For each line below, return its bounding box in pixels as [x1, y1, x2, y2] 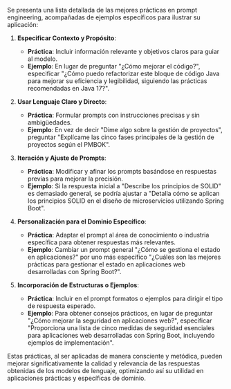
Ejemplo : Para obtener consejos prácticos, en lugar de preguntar [27, 309, 213, 317]
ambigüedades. [27, 118, 73, 127]
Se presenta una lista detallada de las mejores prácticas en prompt [7, 6, 198, 14]
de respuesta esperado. [27, 302, 96, 310]
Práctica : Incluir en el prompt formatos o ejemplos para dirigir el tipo [27, 294, 223, 302]
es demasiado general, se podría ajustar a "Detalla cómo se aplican [27, 190, 220, 197]
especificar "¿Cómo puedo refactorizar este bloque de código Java [27, 69, 220, 78]
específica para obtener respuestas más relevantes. [27, 238, 176, 246]
